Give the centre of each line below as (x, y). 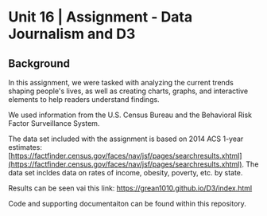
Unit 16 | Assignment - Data (101, 17)
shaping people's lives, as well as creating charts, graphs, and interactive (128, 91)
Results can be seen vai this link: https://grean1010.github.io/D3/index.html (130, 188)
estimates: (25, 147)
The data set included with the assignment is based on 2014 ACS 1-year (126, 139)
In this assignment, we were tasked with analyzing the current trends (121, 82)
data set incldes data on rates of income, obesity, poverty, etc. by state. (126, 173)
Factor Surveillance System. (54, 123)
